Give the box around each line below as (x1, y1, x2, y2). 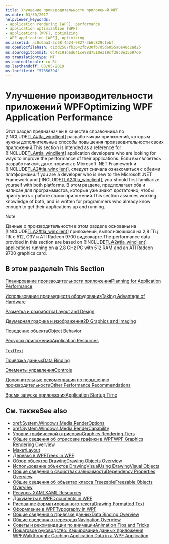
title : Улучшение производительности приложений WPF (5, 7, 119, 13)
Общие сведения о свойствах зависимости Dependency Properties (12, 468, 156, 474)
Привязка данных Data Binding (5, 357, 70, 363)
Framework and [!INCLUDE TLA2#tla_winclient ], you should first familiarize (5, 176, 160, 182)
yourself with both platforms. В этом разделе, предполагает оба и (5, 182, 145, 188)
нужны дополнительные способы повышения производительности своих (5, 139, 164, 145)
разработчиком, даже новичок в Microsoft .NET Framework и (5, 160, 136, 167)
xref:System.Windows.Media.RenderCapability (12, 425, 110, 431)
